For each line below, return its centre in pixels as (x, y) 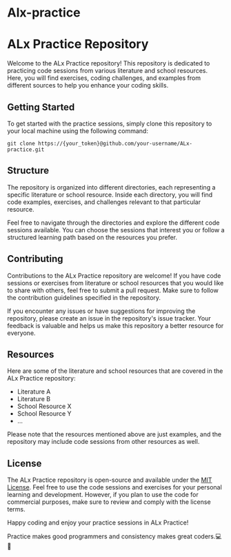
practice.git (26, 150)
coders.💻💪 (208, 536)
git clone (21, 143)
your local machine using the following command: (78, 131)
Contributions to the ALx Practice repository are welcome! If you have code (114, 275)
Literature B (33, 399)
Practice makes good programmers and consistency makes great (100, 536)
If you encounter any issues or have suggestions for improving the (101, 311)
